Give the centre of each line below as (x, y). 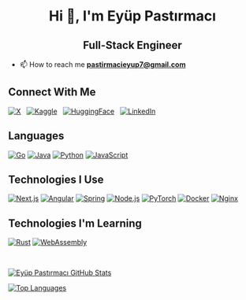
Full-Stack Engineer (132, 45)
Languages (36, 136)
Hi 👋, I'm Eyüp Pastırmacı (132, 16)
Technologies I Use (56, 180)
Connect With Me (52, 93)
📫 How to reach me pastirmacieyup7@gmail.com (102, 65)
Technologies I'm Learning (75, 223)
